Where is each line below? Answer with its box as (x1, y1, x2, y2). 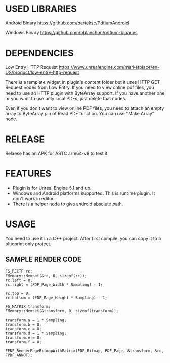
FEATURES (5, 168, 52, 179)
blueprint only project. (5, 241, 52, 247)
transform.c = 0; (5, 326, 42, 331)
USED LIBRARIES (5, 3, 77, 15)
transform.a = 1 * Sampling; (5, 317, 67, 323)
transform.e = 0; (5, 335, 42, 340)
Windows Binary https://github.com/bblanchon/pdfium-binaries (5, 29, 138, 35)
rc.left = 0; (5, 278, 33, 283)
